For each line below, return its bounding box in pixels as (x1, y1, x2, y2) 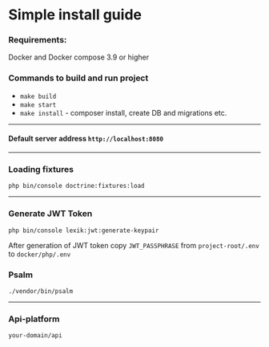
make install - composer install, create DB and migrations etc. (19, 108, 227, 117)
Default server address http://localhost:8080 (8, 134, 164, 144)
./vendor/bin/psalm (8, 287, 74, 295)
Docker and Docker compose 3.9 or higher (8, 52, 150, 62)
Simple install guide (8, 6, 143, 24)
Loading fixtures (8, 163, 74, 174)
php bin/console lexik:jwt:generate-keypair (8, 227, 159, 235)
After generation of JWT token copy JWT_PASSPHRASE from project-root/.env (8, 240, 260, 250)
